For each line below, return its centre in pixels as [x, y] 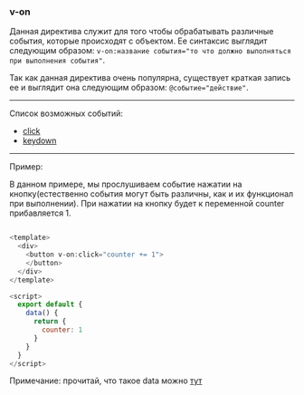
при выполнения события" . [57, 61]
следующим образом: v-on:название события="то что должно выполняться [150, 51]
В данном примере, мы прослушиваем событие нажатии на [126, 184]
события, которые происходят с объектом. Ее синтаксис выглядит [138, 41]
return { [50, 322]
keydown [39, 140]
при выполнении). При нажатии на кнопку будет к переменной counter [147, 204]
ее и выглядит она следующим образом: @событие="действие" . [129, 88]
